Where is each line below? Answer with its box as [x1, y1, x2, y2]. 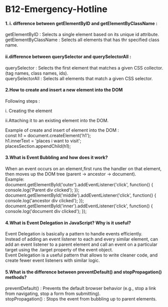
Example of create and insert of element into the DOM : [5, 127, 119, 133]
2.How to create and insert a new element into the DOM [5, 87, 123, 93]
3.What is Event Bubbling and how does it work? [5, 154, 108, 161]
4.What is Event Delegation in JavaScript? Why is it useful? [5, 219, 131, 226]
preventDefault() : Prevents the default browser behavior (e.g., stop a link [5, 285, 156, 291]
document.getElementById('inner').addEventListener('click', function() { [5, 203, 153, 209]
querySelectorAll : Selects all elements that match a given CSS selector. [5, 75, 153, 81]
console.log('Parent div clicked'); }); [5, 187, 79, 193]
